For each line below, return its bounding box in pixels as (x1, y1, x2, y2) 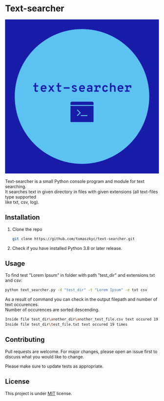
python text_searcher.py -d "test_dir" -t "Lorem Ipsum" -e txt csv (5, 288, 147, 292)
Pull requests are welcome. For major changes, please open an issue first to (5, 348, 158, 355)
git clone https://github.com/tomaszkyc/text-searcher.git (12, 236, 135, 241)
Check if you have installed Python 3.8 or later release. (12, 245, 123, 251)
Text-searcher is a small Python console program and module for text (5, 178, 145, 184)
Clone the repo (12, 226, 42, 232)
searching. (5, 183, 27, 189)
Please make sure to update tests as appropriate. (5, 363, 104, 369)
